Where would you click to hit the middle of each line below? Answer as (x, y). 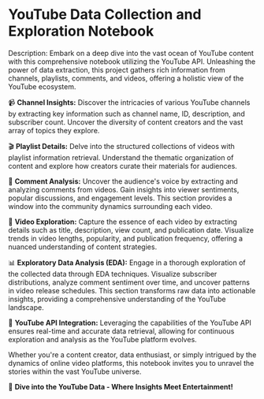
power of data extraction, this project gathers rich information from (117, 69)
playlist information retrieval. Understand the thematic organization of (121, 157)
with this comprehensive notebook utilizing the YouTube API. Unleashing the (132, 62)
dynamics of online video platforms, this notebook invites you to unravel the (131, 363)
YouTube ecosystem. (42, 86)
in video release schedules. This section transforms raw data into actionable (132, 290)
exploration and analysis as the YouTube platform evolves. (102, 339)
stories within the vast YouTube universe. (75, 371)
